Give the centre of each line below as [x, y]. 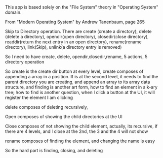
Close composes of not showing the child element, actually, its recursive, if [81, 126]
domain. [13, 12]
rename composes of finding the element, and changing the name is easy [80, 141]
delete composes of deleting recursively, [46, 107]
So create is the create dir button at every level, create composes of [74, 71]
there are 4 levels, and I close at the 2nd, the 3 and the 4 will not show [77, 131]
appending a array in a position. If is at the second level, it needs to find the [82, 77]
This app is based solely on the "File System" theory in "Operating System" [82, 7]
